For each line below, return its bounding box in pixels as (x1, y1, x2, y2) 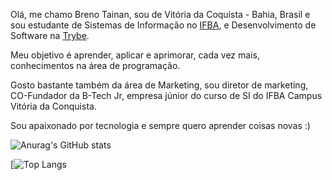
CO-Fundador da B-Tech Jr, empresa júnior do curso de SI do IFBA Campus (10, 90, 323, 101)
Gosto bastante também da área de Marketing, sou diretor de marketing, (10, 79, 309, 91)
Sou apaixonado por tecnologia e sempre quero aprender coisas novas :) (10, 120, 311, 131)
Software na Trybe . (10, 30, 90, 41)
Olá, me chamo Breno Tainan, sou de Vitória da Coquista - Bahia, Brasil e (10, 9, 311, 20)
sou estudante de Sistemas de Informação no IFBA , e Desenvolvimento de (10, 19, 317, 31)
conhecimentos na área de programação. (10, 60, 181, 71)
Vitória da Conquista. (10, 100, 97, 112)
